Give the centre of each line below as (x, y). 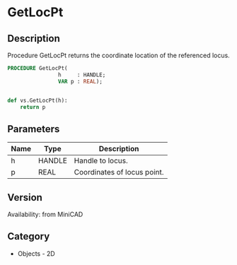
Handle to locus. (101, 161)
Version (25, 198)
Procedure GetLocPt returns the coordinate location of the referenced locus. (118, 55)
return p (33, 107)
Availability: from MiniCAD (45, 214)
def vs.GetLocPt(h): (38, 100)
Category (29, 236)
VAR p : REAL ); (80, 81)
